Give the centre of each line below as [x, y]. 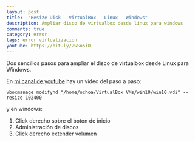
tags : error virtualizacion [42, 40]
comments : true [26, 29]
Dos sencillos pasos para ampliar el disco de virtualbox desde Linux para [98, 63]
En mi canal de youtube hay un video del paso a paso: [74, 81]
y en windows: [24, 109]
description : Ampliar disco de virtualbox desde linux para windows [95, 23]
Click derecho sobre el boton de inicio [63, 120]
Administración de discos [47, 127]
